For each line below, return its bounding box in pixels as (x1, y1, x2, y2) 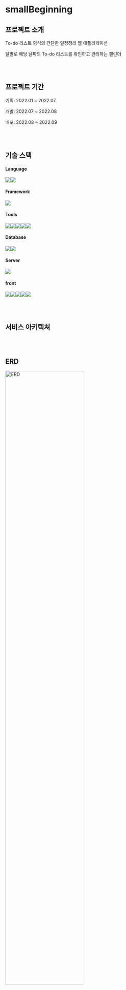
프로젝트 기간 (5, 83, 44, 91)
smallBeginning (5, 4, 73, 15)
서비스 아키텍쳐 (5, 323, 51, 331)
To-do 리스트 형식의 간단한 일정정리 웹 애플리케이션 (5, 40, 108, 46)
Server (5, 257, 20, 263)
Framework (5, 189, 30, 195)
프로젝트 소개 (5, 25, 44, 34)
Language (5, 165, 27, 172)
